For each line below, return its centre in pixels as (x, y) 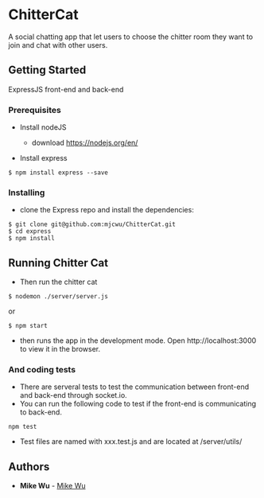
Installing (27, 193)
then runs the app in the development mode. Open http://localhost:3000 (138, 340)
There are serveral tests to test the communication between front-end (134, 387)
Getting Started (47, 70)
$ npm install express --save (58, 173)
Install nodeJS (43, 127)
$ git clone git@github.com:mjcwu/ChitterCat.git (92, 224)
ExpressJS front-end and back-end (66, 89)
